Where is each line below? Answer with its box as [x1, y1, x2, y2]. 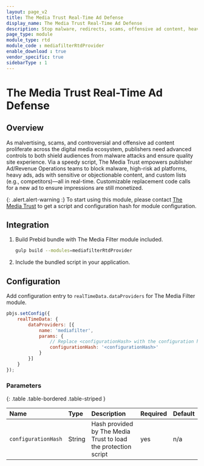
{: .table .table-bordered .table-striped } [6, 395, 106, 402]
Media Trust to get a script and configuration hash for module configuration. [6, 202, 197, 209]
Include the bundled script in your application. [15, 258, 131, 266]
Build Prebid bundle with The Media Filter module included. [15, 236, 163, 243]
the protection [90, 442, 132, 451]
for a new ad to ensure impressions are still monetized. [6, 184, 144, 191]
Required [140, 409, 168, 417]
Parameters [6, 381, 41, 390]
